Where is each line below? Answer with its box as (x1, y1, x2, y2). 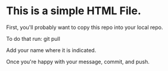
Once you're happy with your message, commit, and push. (6, 58, 150, 65)
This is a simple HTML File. (6, 4, 141, 18)
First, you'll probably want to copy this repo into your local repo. (6, 24, 163, 31)
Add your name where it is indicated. (6, 46, 97, 54)
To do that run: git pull (6, 35, 61, 42)
